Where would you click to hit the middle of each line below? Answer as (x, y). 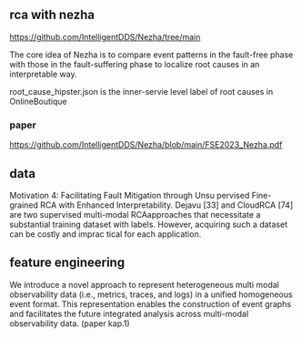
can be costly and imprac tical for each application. (106, 234)
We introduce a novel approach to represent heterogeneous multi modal (145, 284)
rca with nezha (52, 15)
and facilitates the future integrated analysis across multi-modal (129, 313)
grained (24, 205)
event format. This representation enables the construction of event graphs (151, 303)
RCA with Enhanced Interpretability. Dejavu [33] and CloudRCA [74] (167, 205)
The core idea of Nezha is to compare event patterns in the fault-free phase (151, 55)
